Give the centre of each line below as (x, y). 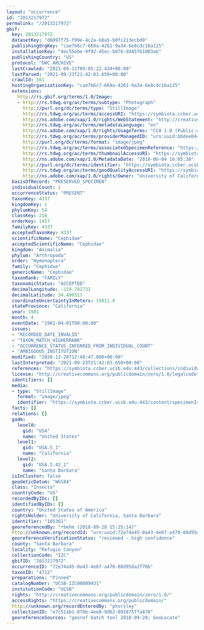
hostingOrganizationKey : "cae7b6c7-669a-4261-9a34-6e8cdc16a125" (96, 86)
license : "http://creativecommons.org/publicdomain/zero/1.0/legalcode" (106, 374)
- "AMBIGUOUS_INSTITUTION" (46, 352)
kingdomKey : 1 (29, 205)
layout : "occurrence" (34, 12)
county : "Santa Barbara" (43, 544)
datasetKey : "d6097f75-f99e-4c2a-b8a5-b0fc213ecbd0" (80, 40)
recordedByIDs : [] (35, 499)
